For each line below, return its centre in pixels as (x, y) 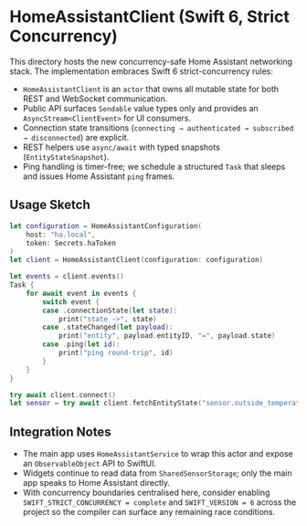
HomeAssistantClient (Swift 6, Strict (149, 17)
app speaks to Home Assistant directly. (96, 483)
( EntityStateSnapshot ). (66, 156)
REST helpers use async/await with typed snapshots (122, 147)
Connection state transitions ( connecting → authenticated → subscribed (158, 127)
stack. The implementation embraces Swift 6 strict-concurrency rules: (142, 71)
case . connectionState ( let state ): (110, 310)
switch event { (71, 302)
